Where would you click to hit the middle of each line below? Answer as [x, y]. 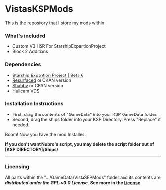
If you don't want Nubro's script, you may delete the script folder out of [80, 144]
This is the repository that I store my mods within [55, 23]
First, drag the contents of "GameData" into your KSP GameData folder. [85, 114]
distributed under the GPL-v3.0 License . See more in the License [73, 183]
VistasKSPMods [39, 9]
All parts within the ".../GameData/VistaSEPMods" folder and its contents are [83, 177]
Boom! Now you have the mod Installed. [46, 134]
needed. [21, 125]
